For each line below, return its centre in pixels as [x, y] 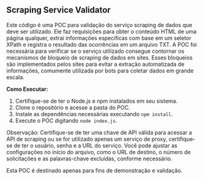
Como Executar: [27, 89]
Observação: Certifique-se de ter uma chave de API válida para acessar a [99, 132]
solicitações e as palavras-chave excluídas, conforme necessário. [89, 158]
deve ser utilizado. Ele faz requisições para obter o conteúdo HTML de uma [102, 31]
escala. [15, 77]
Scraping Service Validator [59, 10]
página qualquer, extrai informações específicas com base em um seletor [99, 38]
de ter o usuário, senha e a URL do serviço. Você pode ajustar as [95, 145]
